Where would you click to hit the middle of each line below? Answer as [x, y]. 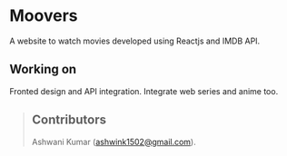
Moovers [44, 16]
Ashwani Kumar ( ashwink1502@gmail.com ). [114, 141]
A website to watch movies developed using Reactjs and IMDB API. [135, 41]
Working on [43, 69]
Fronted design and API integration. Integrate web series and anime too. [144, 91]
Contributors [69, 120]
